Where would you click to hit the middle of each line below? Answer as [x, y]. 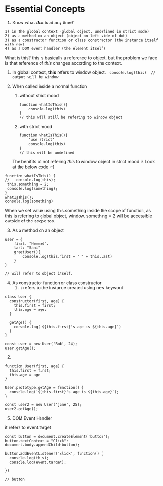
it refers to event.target [28, 427]
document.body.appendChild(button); [42, 445]
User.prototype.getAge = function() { [44, 387]
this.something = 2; [28, 184]
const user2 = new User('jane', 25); [43, 404]
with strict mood [36, 126]
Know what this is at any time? [43, 22]
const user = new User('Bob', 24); [41, 344]
